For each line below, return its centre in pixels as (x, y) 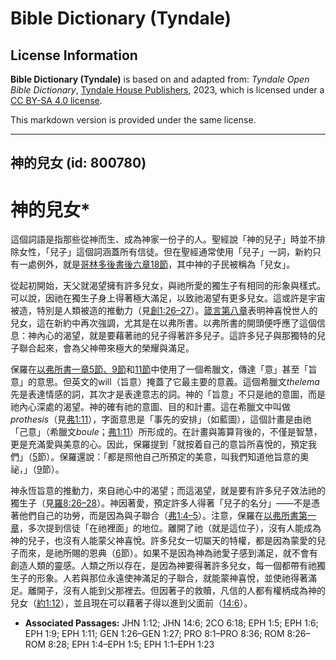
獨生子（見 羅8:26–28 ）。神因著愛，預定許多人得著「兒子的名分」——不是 (161, 503)
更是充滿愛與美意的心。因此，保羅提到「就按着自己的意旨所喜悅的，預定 (159, 444)
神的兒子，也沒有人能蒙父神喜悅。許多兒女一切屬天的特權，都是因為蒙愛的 (163, 541)
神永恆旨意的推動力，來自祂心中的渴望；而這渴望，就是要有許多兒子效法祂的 (168, 491)
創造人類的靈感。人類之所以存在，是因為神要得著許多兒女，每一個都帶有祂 (163, 566)
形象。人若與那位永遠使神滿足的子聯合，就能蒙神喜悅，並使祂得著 (172, 578)
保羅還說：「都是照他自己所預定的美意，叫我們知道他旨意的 (180, 457)
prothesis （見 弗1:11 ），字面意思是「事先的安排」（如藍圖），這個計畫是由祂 (161, 419)
